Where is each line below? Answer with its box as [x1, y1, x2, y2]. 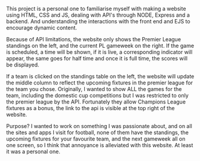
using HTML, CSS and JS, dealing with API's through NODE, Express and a [6, 11, 190, 19]
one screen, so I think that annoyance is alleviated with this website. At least [6, 142, 193, 148]
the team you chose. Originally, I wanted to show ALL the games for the [6, 86, 182, 92]
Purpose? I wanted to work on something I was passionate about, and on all [6, 123, 192, 129]
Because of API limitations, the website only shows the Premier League [6, 36, 181, 42]
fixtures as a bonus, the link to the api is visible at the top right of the [6, 105, 175, 111]
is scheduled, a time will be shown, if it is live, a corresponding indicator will [6, 48, 193, 56]
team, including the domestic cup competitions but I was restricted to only [6, 92, 189, 99]
